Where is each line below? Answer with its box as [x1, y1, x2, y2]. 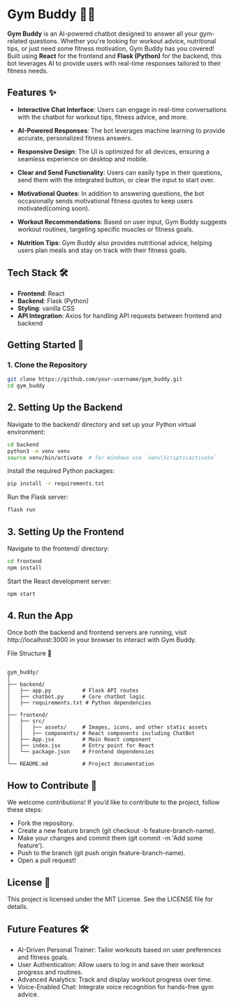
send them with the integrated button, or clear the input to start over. [17, 175, 215, 184]
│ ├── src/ [7, 718, 45, 725]
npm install [7, 564, 42, 572]
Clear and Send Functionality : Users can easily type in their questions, [17, 168, 223, 177]
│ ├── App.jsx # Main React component [7, 736, 152, 743]
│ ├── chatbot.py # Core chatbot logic [7, 693, 145, 701]
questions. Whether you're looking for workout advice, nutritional [29, 36, 217, 45]
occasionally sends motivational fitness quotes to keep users [17, 196, 193, 205]
